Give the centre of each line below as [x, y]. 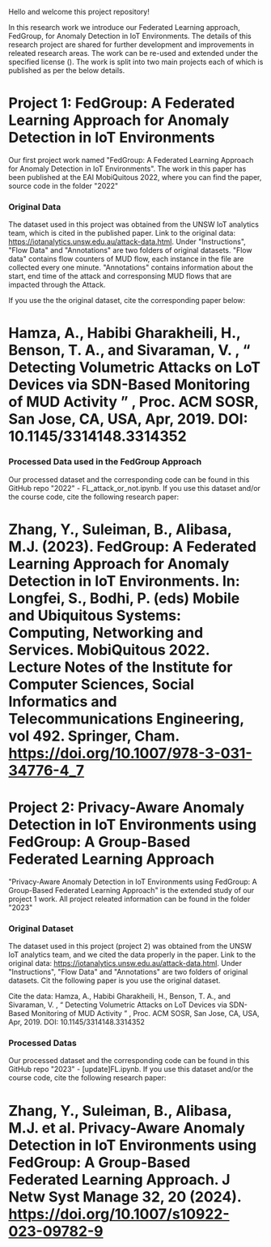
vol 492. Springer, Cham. [94, 736]
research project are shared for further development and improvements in [131, 45]
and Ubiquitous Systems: [95, 615]
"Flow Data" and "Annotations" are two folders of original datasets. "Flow [130, 250]
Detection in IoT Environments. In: [124, 581]
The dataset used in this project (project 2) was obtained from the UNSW [130, 946]
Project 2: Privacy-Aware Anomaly [127, 807]
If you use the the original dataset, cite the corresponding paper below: [127, 301]
